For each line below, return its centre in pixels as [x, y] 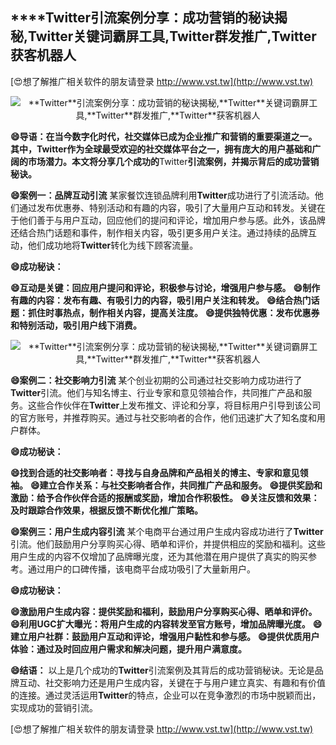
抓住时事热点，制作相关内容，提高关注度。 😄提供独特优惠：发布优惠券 [173, 312]
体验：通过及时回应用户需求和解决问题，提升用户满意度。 [128, 649]
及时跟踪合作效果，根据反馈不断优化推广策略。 [106, 510]
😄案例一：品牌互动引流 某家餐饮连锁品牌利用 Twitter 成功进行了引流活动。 [162, 195]
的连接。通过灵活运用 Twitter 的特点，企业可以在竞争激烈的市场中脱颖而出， [166, 695]
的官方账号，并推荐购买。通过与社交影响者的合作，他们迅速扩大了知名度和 [163, 417]
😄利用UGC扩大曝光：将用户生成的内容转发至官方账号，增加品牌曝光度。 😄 [166, 624]
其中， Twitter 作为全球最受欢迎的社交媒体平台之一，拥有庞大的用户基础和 [161, 149]
